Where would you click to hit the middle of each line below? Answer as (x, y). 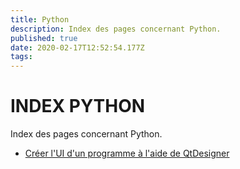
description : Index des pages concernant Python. (116, 29)
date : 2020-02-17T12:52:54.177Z (77, 47)
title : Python (40, 19)
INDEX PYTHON (78, 106)
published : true (44, 38)
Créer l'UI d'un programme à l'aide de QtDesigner (127, 153)
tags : (21, 57)
